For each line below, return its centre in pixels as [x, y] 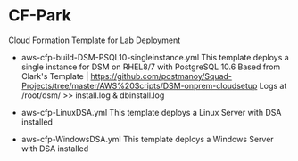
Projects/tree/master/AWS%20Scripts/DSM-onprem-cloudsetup [139, 85]
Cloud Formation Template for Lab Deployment [94, 40]
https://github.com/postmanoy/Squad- [161, 76]
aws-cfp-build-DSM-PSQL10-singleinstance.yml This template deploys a [155, 57]
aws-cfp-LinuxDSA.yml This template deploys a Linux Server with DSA [151, 112]
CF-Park [40, 16]
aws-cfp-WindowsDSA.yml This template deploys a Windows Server [147, 139]
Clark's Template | [55, 76]
